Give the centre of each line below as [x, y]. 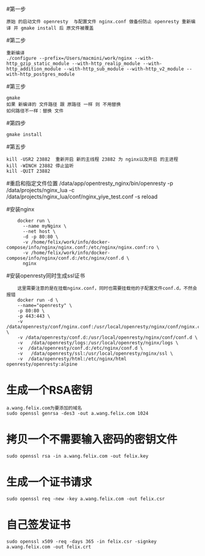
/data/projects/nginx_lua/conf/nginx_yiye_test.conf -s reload [82, 197]
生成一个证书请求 [49, 482]
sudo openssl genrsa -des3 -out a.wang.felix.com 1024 [77, 413]
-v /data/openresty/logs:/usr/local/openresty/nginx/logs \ [98, 343]
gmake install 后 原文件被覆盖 [57, 28]
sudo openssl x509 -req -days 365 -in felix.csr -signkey [81, 541]
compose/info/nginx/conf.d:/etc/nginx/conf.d [65, 258]
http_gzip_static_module [38, 63]
